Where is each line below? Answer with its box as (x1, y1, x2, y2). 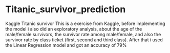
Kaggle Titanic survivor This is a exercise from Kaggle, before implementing (5, 20, 165, 26)
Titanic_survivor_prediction (5, 4, 126, 15)
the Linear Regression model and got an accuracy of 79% (5, 42, 127, 48)
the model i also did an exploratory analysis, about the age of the (5, 25, 142, 32)
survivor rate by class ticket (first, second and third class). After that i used (5, 37, 163, 43)
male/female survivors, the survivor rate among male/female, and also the (5, 31, 161, 37)
